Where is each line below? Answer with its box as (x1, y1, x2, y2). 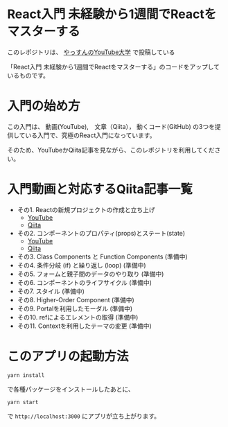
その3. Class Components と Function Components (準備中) (17, 252, 188, 261)
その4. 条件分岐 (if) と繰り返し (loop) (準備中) (17, 261, 147, 269)
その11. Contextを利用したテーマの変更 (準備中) (17, 322, 152, 330)
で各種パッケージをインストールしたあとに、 (7, 385, 135, 393)
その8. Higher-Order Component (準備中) (17, 295, 135, 304)
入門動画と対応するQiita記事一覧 (7, 182, 193, 198)
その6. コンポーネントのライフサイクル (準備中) (17, 278, 152, 286)
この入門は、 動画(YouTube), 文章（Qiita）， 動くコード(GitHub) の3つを (7, 122, 215, 130)
